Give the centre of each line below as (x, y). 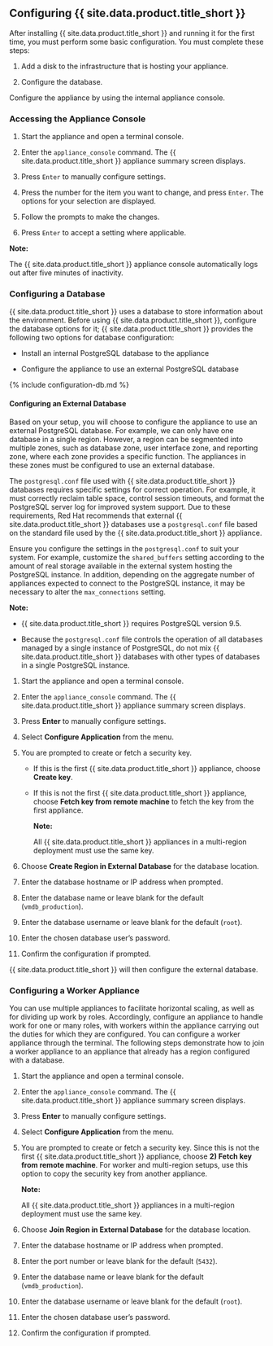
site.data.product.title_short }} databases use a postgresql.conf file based (134, 524)
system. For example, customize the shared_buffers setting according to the (137, 557)
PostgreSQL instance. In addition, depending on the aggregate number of (132, 574)
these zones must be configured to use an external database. (112, 465)
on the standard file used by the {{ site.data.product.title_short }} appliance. (136, 533)
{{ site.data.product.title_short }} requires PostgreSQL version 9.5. (131, 623)
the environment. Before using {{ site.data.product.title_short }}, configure (133, 320)
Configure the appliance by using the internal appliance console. (117, 98)
